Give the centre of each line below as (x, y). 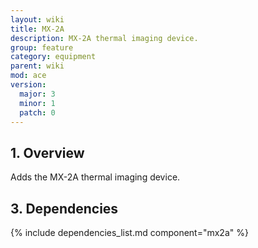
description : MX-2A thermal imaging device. (104, 38)
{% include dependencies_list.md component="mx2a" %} (129, 232)
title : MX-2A (37, 29)
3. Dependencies (64, 208)
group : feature (42, 47)
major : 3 (37, 94)
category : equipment (53, 57)
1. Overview (47, 152)
